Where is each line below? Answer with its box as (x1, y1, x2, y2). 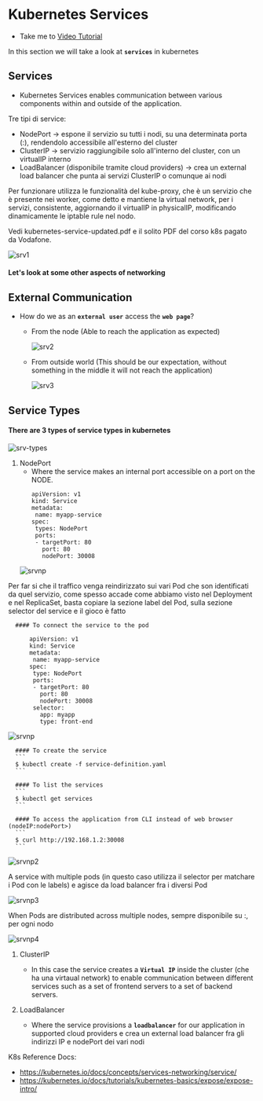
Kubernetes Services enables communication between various (19, 90, 222, 100)
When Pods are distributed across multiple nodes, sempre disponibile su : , (8, 910, 249, 920)
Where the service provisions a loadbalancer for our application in (31, 1020, 246, 1029)
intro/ (19, 1084, 38, 1093)
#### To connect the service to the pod (15, 621, 149, 629)
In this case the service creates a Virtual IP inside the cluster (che (31, 964, 250, 974)
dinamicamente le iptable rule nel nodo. (8, 211, 136, 221)
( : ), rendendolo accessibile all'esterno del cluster (19, 138, 178, 147)
